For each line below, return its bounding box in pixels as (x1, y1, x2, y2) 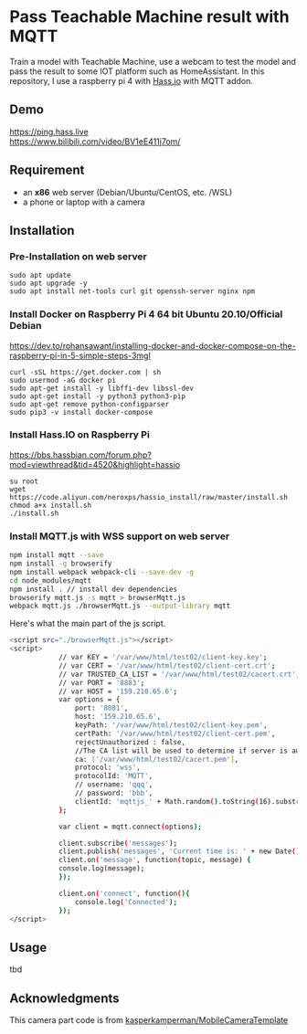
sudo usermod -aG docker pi (9, 375, 117, 385)
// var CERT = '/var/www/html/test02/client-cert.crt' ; (58, 660, 276, 670)
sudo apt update (9, 271, 71, 280)
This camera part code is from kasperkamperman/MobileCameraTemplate (9, 1015, 289, 1026)
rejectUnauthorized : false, (74, 737, 185, 746)
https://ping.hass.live (9, 126, 89, 137)
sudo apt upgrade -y (9, 279, 89, 289)
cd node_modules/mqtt (9, 575, 92, 586)
